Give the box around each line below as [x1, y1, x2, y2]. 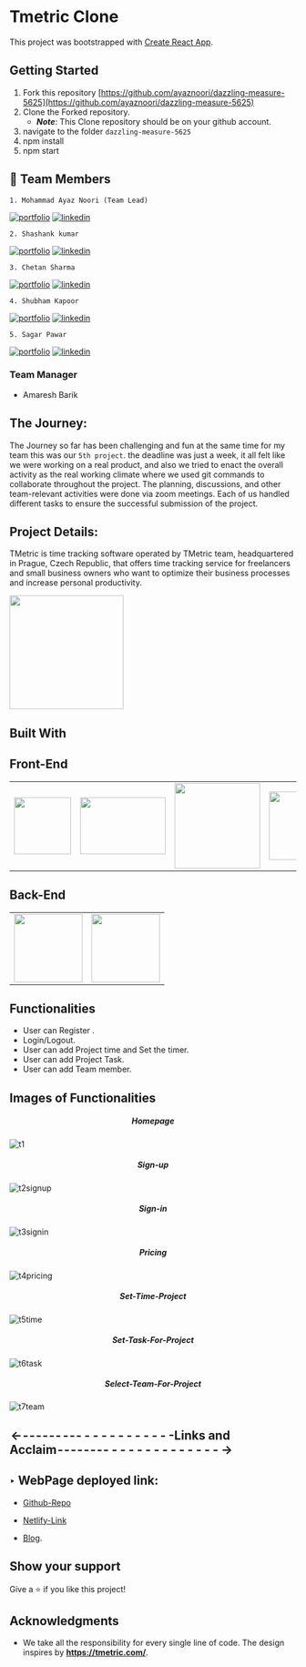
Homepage [131, 1115, 175, 1126]
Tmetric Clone [9, 6, 119, 27]
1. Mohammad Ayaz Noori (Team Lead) [9, 196, 148, 205]
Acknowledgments [9, 1613, 120, 1629]
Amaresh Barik [22, 389, 78, 400]
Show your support [9, 1559, 121, 1574]
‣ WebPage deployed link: [9, 1473, 159, 1489]
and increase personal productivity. [9, 577, 143, 588]
